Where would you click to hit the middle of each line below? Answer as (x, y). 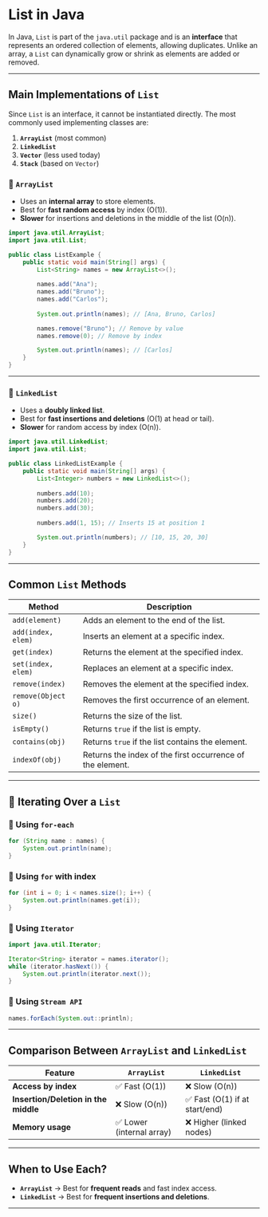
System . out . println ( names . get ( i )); (82, 900)
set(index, (33, 664)
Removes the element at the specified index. (166, 684)
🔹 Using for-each (41, 825)
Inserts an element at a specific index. (154, 636)
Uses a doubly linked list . (62, 410)
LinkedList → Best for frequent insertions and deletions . (114, 1197)
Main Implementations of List (84, 95)
